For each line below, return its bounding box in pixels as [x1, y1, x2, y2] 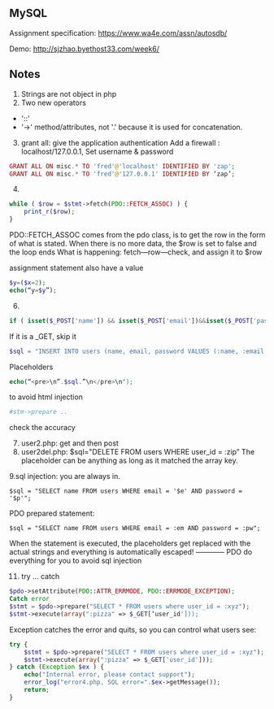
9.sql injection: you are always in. [9, 472, 120, 481]
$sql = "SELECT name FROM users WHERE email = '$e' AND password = [9, 487, 243, 495]
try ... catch [20, 572, 60, 581]
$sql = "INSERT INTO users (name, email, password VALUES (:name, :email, [9, 347, 268, 355]
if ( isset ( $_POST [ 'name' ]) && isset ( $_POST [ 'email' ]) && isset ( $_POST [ [9, 316, 254, 324]
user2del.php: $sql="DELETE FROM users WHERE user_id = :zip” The [20, 447, 255, 457]
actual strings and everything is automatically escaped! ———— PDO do [9, 547, 253, 557]
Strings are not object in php [20, 89, 117, 98]
